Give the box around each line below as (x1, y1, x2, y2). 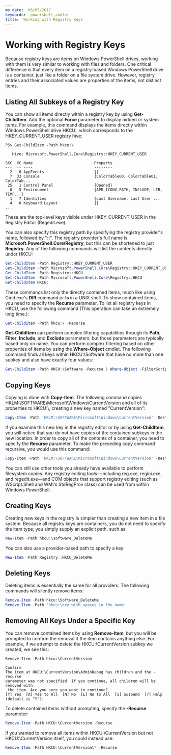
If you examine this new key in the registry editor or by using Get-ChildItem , (5, 424, 165, 430)
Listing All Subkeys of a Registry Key (5, 97, 124, 106)
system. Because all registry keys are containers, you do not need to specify (5, 520, 166, 527)
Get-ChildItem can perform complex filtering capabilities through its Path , (5, 330, 161, 336)
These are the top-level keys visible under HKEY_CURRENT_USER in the (5, 214, 156, 220)
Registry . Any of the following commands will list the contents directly (5, 246, 153, 252)
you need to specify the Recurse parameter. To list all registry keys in (5, 300, 151, 306)
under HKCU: (5, 251, 33, 257)
